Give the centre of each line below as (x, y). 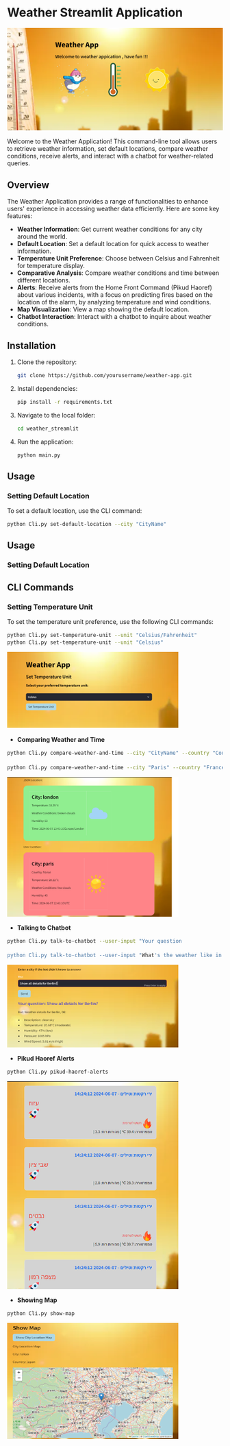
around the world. (42, 237)
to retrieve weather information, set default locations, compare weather (108, 149)
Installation (31, 345)
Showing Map (37, 1300)
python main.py (39, 455)
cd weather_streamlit (48, 429)
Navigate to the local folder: (56, 415)
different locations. (43, 280)
